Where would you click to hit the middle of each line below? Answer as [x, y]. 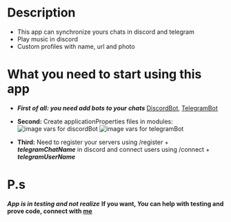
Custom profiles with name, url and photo [76, 46]
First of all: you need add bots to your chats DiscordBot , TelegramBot [118, 108]
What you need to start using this [104, 74]
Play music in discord [47, 39]
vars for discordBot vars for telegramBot [114, 128]
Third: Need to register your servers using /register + [93, 142]
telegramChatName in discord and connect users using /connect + [113, 149]
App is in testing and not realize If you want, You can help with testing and [115, 203]
